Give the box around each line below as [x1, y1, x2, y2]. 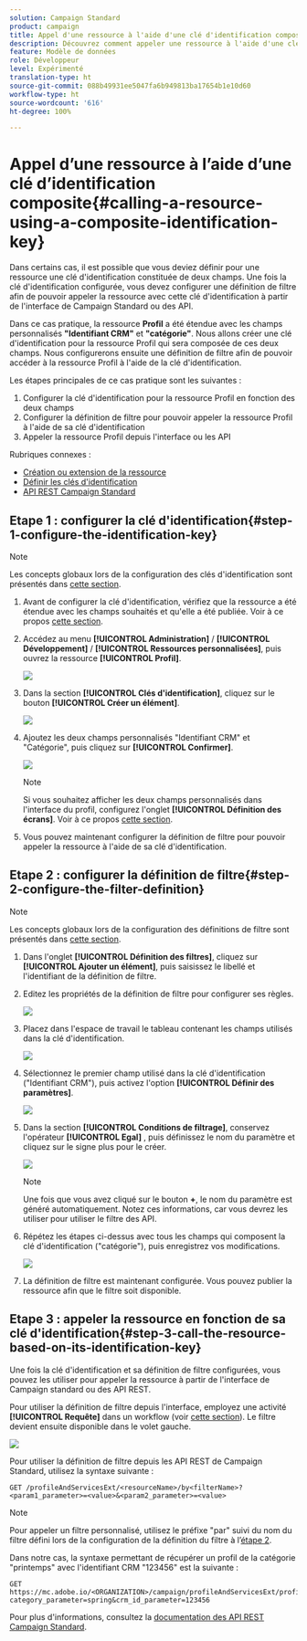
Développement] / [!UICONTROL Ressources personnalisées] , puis [22, 643, 281, 654]
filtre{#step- [217, 868, 290, 883]
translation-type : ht [9, 73, 92, 82]
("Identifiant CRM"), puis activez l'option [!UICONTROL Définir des [22, 1077, 275, 1088]
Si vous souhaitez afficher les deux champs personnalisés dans [22, 794, 262, 805]
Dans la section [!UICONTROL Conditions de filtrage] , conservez [22, 1121, 270, 1132]
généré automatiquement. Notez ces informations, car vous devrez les [22, 1203, 289, 1215]
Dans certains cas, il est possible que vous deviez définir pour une [9, 262, 260, 273]
